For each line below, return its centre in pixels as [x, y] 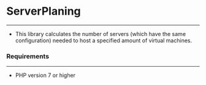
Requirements [28, 56]
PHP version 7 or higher [45, 75]
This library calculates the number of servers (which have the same [100, 34]
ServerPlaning [44, 11]
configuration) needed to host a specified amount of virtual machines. [104, 40]
